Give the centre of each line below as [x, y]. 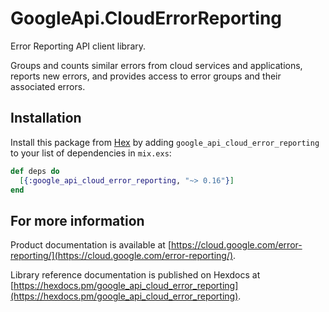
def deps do [35, 171]
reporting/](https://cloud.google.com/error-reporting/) [122, 256]
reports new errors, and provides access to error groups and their [146, 76]
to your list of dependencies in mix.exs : [91, 153]
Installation [46, 118]
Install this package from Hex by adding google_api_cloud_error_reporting [165, 142]
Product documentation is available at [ [91, 245]
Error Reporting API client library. [78, 46]
